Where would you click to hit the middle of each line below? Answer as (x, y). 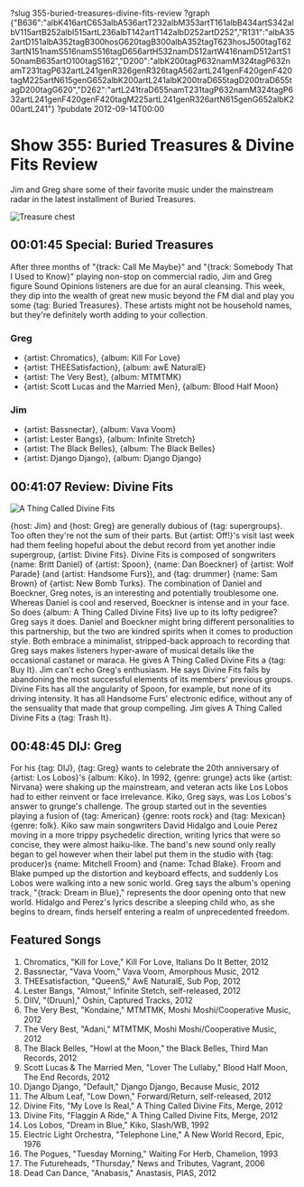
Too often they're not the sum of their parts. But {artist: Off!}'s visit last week (152, 535)
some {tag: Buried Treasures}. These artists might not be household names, (151, 305)
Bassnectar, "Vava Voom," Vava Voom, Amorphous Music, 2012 (141, 971)
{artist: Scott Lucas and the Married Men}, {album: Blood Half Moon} (151, 386)
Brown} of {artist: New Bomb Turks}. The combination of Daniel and (136, 584)
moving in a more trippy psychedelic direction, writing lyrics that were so (145, 835)
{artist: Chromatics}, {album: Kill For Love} (102, 358)
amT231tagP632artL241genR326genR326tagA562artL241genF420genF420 (151, 70)
